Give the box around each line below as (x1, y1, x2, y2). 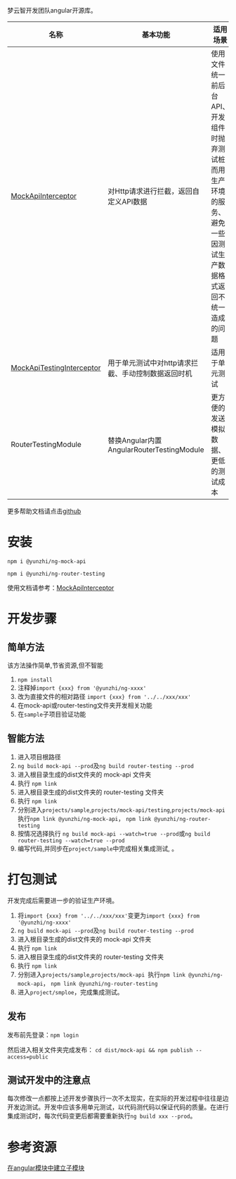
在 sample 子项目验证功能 (17, 710, 86, 718)
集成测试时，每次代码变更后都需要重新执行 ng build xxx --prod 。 (7, 1112, 197, 1121)
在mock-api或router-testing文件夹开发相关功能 (17, 700, 153, 710)
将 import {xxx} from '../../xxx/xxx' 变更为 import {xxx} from (17, 911, 200, 920)
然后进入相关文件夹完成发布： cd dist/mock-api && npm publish (7, 1045, 193, 1054)
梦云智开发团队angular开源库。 (7, 6, 97, 14)
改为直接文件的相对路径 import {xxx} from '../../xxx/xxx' (17, 692, 191, 700)
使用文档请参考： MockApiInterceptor (7, 584, 114, 592)
